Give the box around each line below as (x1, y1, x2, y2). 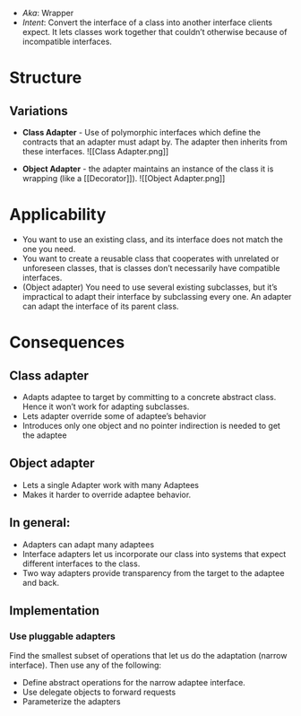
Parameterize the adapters (21, 696, 121, 707)
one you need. (21, 243, 76, 254)
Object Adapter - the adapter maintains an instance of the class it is (21, 163, 274, 174)
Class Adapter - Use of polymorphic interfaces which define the (21, 127, 262, 137)
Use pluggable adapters (9, 630, 116, 642)
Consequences (9, 332, 125, 353)
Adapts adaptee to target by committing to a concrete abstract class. (21, 391, 277, 402)
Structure (9, 67, 82, 88)
